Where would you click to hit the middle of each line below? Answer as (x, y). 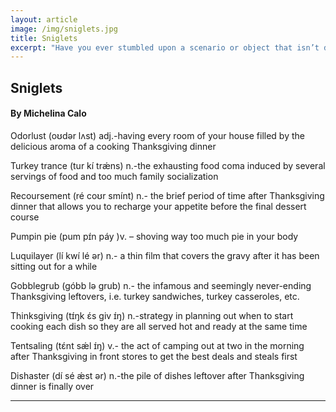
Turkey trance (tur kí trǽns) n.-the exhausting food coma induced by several (168, 165)
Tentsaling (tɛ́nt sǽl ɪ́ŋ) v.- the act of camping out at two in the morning (157, 345)
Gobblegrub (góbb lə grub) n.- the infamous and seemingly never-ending (161, 285)
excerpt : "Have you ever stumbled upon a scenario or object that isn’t (165, 47)
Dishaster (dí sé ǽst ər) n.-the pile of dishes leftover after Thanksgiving (157, 375)
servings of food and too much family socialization (114, 176)
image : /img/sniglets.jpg (64, 29)
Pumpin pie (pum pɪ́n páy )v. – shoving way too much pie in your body (154, 236)
